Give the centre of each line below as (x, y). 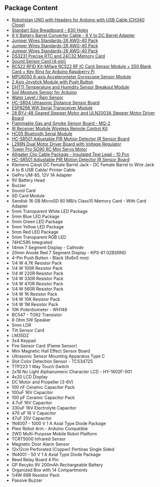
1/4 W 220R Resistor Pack (37, 273)
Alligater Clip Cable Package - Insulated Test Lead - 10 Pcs (70, 154)
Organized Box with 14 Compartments (49, 470)
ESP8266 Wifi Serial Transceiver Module (52, 108)
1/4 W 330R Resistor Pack (37, 278)
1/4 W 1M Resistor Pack (35, 304)
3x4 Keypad (24, 340)
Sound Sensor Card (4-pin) (39, 61)
